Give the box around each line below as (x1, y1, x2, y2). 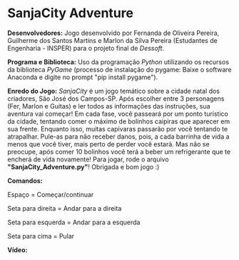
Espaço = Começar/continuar (7, 190, 94, 199)
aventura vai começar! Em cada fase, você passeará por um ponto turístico (7, 109, 228, 118)
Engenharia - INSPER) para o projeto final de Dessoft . (7, 44, 165, 52)
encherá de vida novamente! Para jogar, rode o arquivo (7, 155, 169, 164)
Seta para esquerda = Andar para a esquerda (7, 218, 141, 226)
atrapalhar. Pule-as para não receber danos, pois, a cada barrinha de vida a (7, 132, 230, 141)
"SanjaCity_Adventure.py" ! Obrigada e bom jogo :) (7, 162, 160, 171)
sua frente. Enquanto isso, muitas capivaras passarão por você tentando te (7, 124, 228, 133)
